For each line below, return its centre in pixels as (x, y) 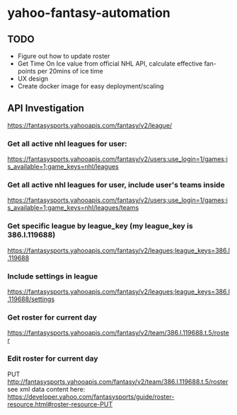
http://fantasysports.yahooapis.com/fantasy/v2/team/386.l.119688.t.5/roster (118, 381)
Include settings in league (53, 276)
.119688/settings (31, 299)
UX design (33, 78)
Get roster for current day (52, 317)
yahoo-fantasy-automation (89, 13)
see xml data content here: (46, 389)
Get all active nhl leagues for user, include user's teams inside (116, 185)
